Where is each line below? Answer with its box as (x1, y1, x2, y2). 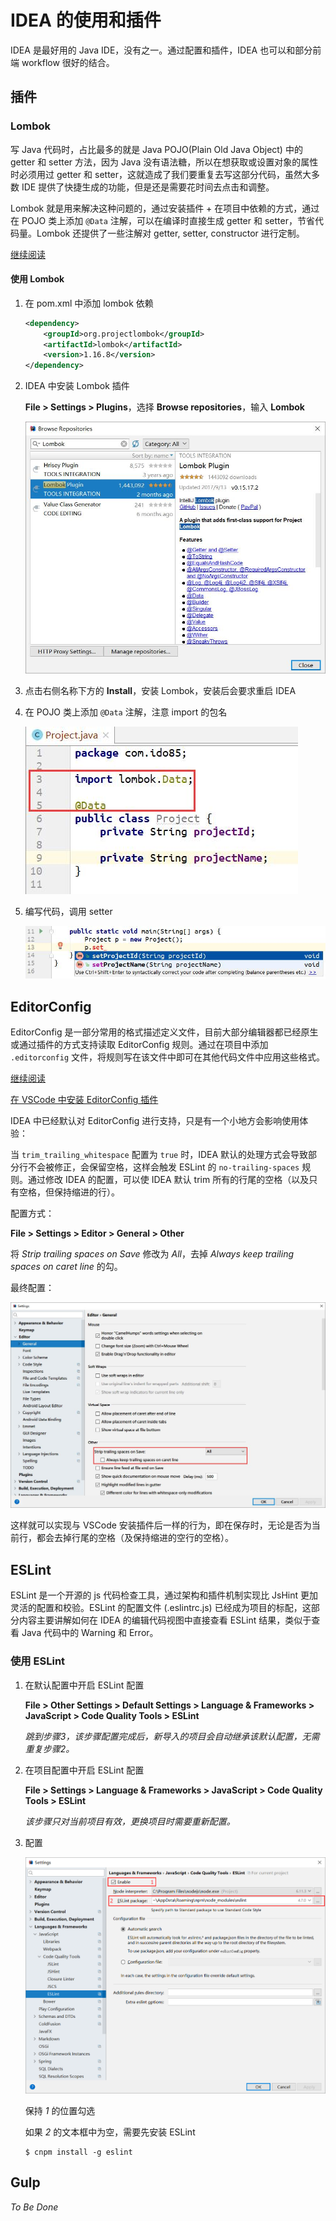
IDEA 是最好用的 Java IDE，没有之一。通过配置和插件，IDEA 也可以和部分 (10, 44, 313, 56)
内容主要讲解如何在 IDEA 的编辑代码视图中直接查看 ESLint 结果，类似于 (18, 1614, 312, 1626)
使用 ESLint (10, 1654, 66, 1668)
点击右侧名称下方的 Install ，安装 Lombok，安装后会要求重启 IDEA (24, 685, 297, 697)
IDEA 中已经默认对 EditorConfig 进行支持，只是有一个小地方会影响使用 (10, 1115, 300, 1127)
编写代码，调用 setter (24, 906, 113, 918)
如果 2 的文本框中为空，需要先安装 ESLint (24, 2126, 196, 2138)
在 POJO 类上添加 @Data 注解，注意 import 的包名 (24, 706, 228, 718)
